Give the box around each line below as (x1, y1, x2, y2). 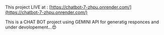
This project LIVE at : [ (5, 4, 51, 10)
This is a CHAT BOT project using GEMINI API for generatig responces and (5, 19, 159, 25)
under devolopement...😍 (5, 24, 57, 30)
